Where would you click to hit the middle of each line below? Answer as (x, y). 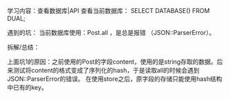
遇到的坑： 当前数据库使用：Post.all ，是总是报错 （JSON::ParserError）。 (111, 33)
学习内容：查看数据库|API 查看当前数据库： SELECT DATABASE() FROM (108, 11)
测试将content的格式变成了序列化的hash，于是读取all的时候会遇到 (106, 70)
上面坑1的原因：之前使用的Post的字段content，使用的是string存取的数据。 (112, 62)
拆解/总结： (23, 47)
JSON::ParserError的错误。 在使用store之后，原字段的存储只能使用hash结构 (115, 79)
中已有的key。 (28, 87)
